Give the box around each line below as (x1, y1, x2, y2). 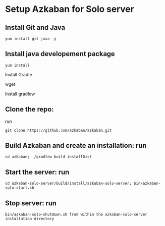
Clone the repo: (5, 105, 54, 113)
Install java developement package (5, 50, 115, 58)
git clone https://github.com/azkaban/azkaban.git (5, 128, 112, 133)
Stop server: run (5, 199, 57, 207)
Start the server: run (5, 168, 69, 176)
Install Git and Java (5, 23, 65, 32)
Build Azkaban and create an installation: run (5, 141, 147, 150)
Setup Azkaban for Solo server (5, 3, 134, 15)
